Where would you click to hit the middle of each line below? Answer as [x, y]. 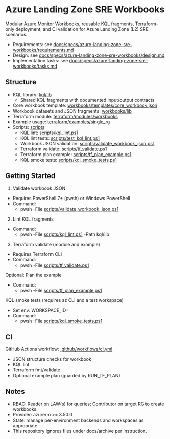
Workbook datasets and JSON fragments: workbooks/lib [72, 111]
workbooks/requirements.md [43, 50]
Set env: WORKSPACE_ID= [41, 310]
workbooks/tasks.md [35, 66]
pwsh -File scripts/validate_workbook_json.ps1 [69, 209]
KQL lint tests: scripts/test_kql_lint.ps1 [60, 138]
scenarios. [16, 34]
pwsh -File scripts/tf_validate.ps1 [55, 265]
